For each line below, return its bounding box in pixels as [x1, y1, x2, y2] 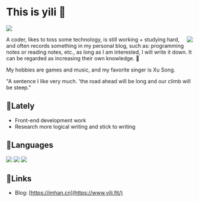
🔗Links [6, 174, 32, 184]
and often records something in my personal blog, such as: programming [6, 42, 184, 49]
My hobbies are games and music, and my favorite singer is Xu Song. [6, 66, 176, 73]
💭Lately [6, 101, 35, 111]
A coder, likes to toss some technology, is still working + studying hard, [6, 35, 180, 43]
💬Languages [6, 140, 53, 150]
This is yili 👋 [6, 5, 66, 19]
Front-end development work [14, 116, 86, 123]
